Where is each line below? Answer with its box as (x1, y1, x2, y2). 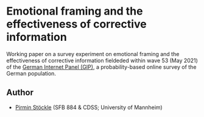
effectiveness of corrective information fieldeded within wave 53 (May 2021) (6, 57, 198, 64)
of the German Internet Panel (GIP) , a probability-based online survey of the (6, 63, 197, 71)
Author (6, 87, 33, 98)
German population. (6, 69, 57, 77)
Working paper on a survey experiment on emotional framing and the (6, 50, 180, 57)
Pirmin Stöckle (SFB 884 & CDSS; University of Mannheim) (15, 104, 163, 111)
